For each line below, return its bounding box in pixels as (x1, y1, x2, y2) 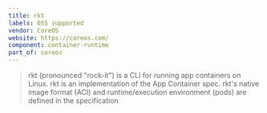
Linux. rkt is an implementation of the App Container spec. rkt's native (27, 79, 260, 88)
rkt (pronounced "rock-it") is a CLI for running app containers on (27, 71, 241, 80)
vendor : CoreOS (8, 26, 59, 34)
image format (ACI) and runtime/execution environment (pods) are (27, 88, 247, 96)
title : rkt (8, 11, 45, 20)
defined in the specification (27, 96, 119, 105)
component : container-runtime (8, 41, 110, 49)
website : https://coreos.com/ (8, 33, 110, 42)
